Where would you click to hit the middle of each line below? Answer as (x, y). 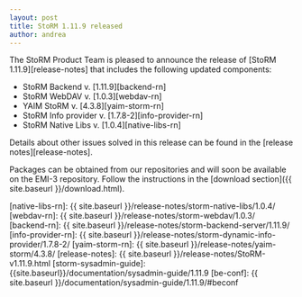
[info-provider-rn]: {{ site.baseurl (71, 235)
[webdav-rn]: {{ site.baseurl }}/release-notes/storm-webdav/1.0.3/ (132, 216)
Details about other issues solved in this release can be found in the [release (151, 143)
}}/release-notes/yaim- (233, 245)
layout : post (34, 18)
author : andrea (38, 34)
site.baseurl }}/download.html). (67, 189)
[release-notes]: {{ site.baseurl (114, 254)
